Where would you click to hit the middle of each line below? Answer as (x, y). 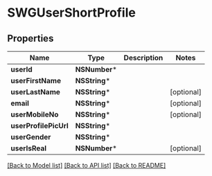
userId (21, 69)
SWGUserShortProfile (72, 13)
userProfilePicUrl (40, 126)
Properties (30, 38)
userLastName (36, 92)
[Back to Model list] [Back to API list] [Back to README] (87, 165)
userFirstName (36, 81)
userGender (31, 137)
